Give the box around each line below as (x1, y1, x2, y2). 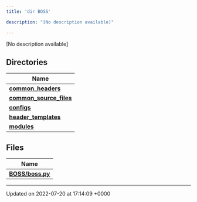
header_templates (9, 113, 61, 121)
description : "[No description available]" (6, 19, 114, 25)
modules (9, 122, 34, 131)
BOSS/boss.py (9, 170, 50, 178)
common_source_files (9, 94, 72, 102)
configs (9, 104, 31, 112)
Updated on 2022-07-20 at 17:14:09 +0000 (6, 190, 111, 197)
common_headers (9, 84, 61, 93)
